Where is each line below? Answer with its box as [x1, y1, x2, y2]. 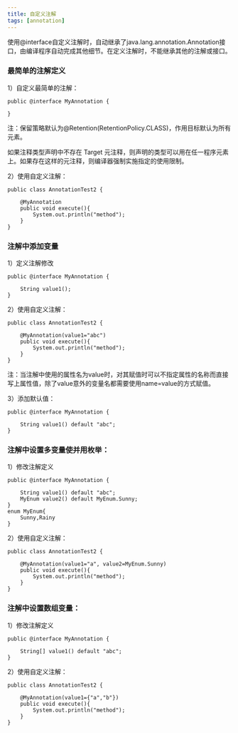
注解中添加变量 [7, 241, 59, 251]
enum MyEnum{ [7, 508, 46, 516]
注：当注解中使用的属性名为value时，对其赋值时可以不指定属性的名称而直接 [7, 370, 229, 379]
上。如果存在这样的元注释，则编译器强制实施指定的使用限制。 [7, 156, 188, 165]
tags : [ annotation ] [7, 17, 65, 24]
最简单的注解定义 [7, 66, 66, 76]
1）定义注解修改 [7, 259, 54, 267]
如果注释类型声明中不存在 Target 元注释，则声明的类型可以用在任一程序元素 [7, 148, 229, 156]
